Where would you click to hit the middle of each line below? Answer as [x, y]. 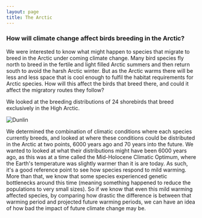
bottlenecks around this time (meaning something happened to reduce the [99, 182]
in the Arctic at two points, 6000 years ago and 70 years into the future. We [100, 144]
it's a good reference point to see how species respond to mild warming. [96, 170]
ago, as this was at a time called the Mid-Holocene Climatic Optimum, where [101, 157]
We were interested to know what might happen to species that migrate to [98, 51]
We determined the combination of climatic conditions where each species [99, 131]
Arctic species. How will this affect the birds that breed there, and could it [97, 83]
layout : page [23, 12]
